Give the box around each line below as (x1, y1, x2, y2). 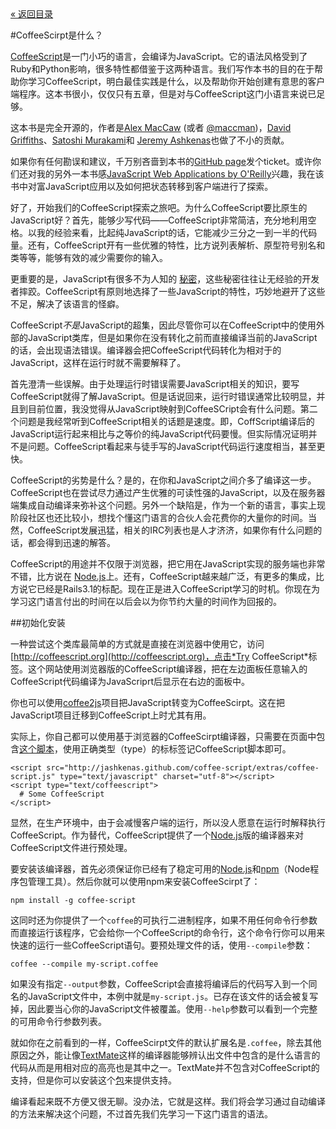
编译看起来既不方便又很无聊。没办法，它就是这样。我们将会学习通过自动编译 (10, 1096, 326, 1107)
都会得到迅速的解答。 (27, 537, 116, 548)
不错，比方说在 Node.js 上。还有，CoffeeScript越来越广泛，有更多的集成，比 (10, 571, 325, 582)
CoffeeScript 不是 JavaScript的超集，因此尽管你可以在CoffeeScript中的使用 (10, 319, 317, 331)
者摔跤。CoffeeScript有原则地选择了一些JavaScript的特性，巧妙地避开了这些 (10, 286, 326, 297)
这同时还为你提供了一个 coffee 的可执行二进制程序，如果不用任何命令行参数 (10, 914, 318, 926)
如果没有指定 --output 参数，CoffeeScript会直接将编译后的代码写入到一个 (10, 978, 309, 990)
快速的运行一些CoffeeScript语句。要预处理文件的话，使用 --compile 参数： (10, 939, 313, 951)
